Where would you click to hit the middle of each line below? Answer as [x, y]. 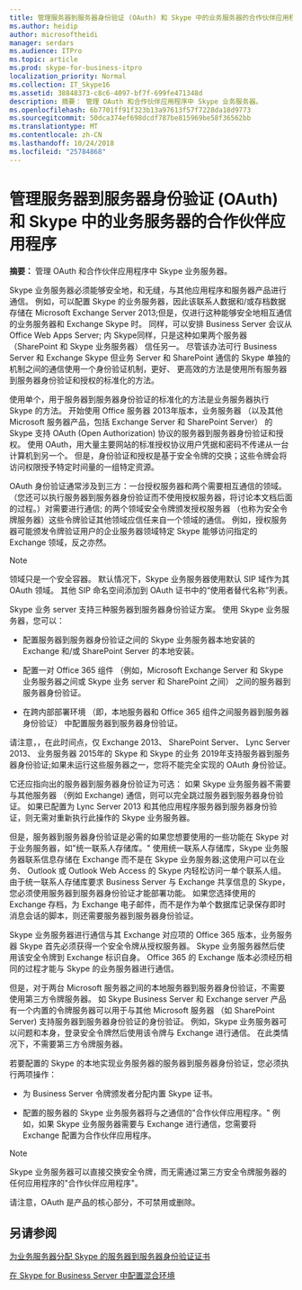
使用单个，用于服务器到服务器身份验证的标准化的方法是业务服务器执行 [139, 399]
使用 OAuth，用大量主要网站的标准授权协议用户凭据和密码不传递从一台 [158, 444]
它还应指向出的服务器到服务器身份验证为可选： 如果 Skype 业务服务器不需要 [151, 784]
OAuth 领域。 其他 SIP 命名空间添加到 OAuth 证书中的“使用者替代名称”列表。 [151, 590]
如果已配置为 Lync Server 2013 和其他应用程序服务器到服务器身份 [148, 806]
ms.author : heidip [44, 26]
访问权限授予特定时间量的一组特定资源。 [84, 467]
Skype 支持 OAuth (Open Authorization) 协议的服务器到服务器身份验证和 [143, 432]
